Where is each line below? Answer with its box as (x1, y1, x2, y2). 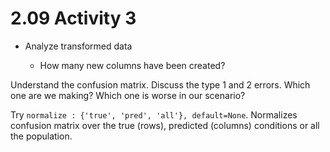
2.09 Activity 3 (10, 7, 137, 30)
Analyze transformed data (24, 40, 133, 52)
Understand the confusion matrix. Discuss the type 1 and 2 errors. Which (10, 78, 311, 91)
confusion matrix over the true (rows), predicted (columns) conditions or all (10, 119, 320, 131)
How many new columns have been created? (39, 59, 226, 71)
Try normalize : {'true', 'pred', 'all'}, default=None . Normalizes (10, 108, 298, 121)
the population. (10, 130, 73, 142)
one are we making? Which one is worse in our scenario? (10, 89, 246, 101)
